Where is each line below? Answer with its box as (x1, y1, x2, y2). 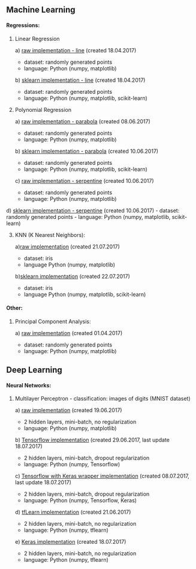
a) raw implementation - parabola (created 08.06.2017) (14, 117, 151, 125)
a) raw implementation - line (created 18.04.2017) (14, 46, 137, 54)
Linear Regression (14, 35, 60, 42)
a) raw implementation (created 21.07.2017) (14, 243, 120, 250)
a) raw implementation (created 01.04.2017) (14, 329, 123, 336)
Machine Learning (6, 5, 76, 15)
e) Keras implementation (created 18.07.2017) (14, 538, 126, 546)
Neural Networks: (6, 381, 52, 389)
